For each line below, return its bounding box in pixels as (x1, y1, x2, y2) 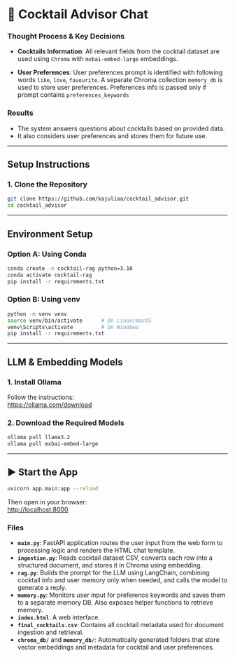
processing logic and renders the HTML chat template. (17, 546, 175, 555)
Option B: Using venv (7, 295, 80, 304)
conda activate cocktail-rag (7, 271, 92, 278)
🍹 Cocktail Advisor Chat (7, 6, 149, 22)
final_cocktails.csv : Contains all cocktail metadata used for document (17, 621, 225, 629)
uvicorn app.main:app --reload (7, 485, 99, 492)
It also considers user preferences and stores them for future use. (17, 131, 208, 140)
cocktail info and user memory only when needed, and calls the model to (17, 576, 228, 584)
